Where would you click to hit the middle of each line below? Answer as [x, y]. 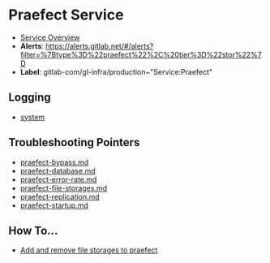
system [32, 117]
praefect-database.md [58, 170]
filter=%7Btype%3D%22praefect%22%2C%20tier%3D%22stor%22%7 [141, 54]
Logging [30, 98]
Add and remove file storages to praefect [89, 250]
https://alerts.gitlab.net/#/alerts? [100, 45]
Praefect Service [66, 15]
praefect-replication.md [60, 196]
